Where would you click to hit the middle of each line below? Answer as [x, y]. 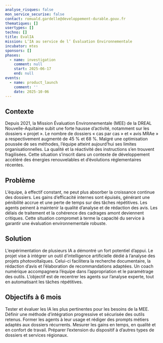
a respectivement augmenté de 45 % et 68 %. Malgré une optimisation [77, 139]
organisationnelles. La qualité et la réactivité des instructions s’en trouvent [80, 149]
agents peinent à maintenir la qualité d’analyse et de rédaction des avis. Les [81, 208]
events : [13, 78]
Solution [18, 239]
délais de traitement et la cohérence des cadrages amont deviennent [75, 213]
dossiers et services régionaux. [37, 335]
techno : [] [16, 32]
